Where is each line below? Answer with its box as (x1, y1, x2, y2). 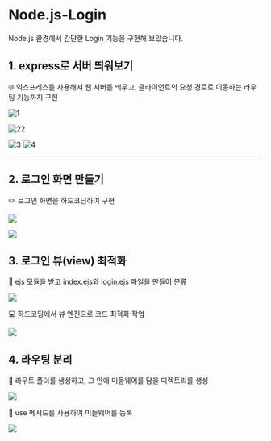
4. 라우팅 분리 (8, 352, 73, 366)
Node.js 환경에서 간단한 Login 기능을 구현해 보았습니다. (8, 33, 184, 43)
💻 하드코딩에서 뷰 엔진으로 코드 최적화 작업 (8, 309, 145, 319)
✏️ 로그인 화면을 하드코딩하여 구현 (8, 195, 115, 205)
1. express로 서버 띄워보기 (8, 59, 134, 73)
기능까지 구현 (16, 92, 59, 102)
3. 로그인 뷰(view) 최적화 (8, 254, 127, 268)
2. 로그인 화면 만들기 (8, 173, 105, 186)
